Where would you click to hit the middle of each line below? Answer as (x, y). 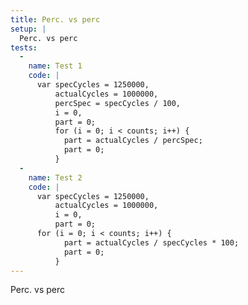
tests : (24, 47)
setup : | (28, 29)
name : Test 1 (55, 66)
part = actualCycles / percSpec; (133, 141)
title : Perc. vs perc (55, 19)
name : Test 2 (55, 177)
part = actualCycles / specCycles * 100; (151, 242)
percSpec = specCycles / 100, (118, 103)
